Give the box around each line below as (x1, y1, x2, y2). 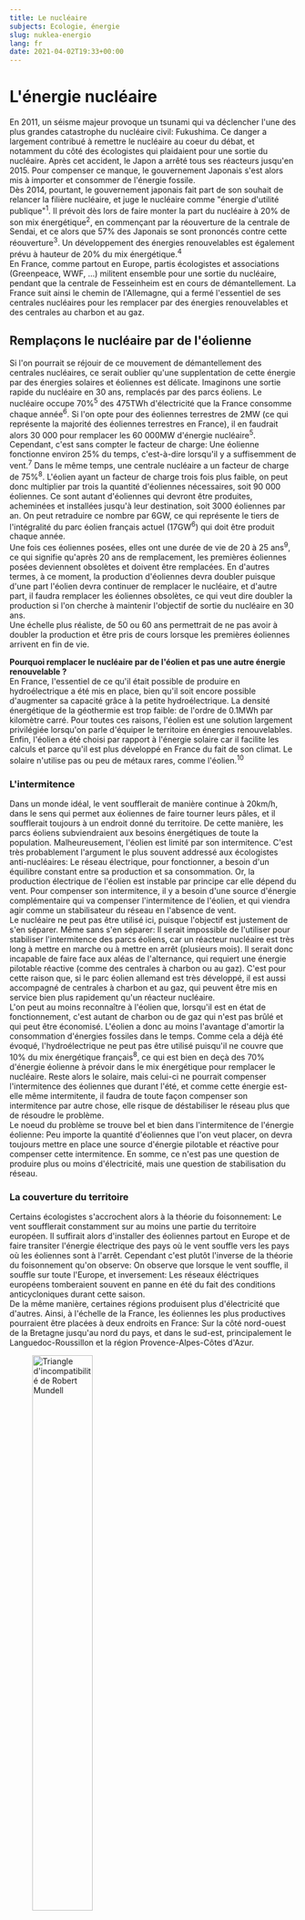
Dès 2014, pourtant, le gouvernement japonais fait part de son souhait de (9, 184, 284, 196)
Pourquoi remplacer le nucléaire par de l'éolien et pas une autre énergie (9, 657, 286, 668)
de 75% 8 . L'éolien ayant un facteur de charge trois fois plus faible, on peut (9, 470, 289, 482)
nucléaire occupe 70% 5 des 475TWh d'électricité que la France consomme (9, 395, 292, 408)
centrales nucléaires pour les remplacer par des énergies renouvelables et (9, 297, 289, 308)
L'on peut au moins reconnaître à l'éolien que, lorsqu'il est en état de (9, 1001, 267, 1012)
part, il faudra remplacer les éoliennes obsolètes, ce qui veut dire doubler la (9, 590, 293, 601)
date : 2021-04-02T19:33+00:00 (9, 47, 125, 56)
